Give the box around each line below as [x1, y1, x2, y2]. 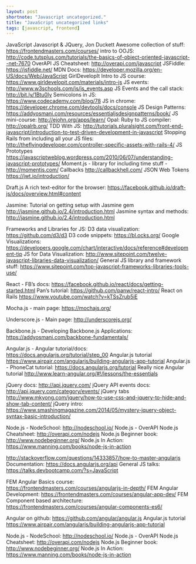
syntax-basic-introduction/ [6, 413, 71, 420]
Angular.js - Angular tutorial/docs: [6, 345, 88, 352]
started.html [6, 287, 36, 294]
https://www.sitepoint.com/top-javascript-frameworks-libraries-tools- [20, 263, 190, 270]
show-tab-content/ [6, 400, 52, 407]
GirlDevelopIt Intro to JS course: [68, 72, 146, 79]
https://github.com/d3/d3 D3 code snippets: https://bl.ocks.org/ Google [6, 232, 180, 239]
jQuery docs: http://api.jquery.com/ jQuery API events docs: [6, 381, 151, 389]
